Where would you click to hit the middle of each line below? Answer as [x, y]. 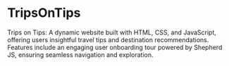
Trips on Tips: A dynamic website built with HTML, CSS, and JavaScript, [112, 32]
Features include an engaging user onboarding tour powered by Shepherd [115, 47]
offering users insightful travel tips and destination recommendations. [108, 39]
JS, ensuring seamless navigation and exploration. [80, 55]
